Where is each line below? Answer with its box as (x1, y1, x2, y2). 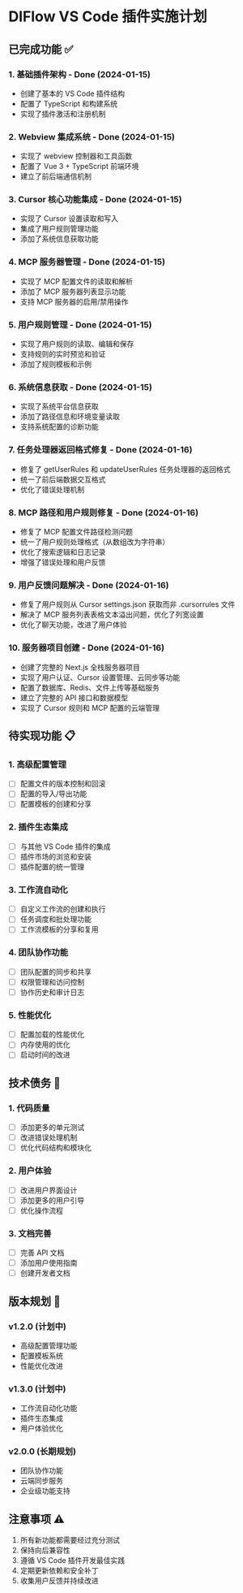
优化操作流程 (19, 1206, 63, 1215)
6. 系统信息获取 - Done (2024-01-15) (8, 381, 152, 392)
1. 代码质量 (8, 1102, 50, 1114)
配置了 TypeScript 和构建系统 (19, 98, 118, 108)
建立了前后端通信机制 (19, 171, 92, 181)
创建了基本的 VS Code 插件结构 (19, 89, 126, 98)
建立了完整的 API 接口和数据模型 (19, 692, 129, 703)
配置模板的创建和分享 (19, 799, 92, 809)
